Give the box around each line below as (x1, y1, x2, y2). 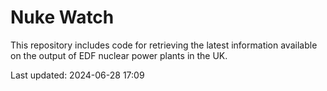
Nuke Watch (10, 6, 115, 29)
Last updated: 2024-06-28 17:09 (10, 69, 145, 81)
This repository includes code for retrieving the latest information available (10, 39, 318, 51)
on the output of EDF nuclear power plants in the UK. (10, 49, 228, 61)
